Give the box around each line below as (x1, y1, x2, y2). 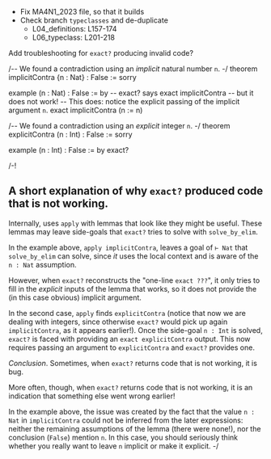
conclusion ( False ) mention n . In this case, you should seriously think (8, 432, 239, 442)
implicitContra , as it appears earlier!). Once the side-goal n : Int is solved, (8, 325, 263, 335)
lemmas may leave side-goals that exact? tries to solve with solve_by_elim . (8, 226, 259, 237)
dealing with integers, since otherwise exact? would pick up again (8, 317, 228, 326)
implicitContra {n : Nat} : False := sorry (8, 73, 138, 82)
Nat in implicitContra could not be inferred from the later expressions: (8, 415, 243, 425)
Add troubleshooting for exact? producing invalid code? (8, 48, 194, 57)
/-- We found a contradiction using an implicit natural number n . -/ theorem (8, 64, 258, 74)
